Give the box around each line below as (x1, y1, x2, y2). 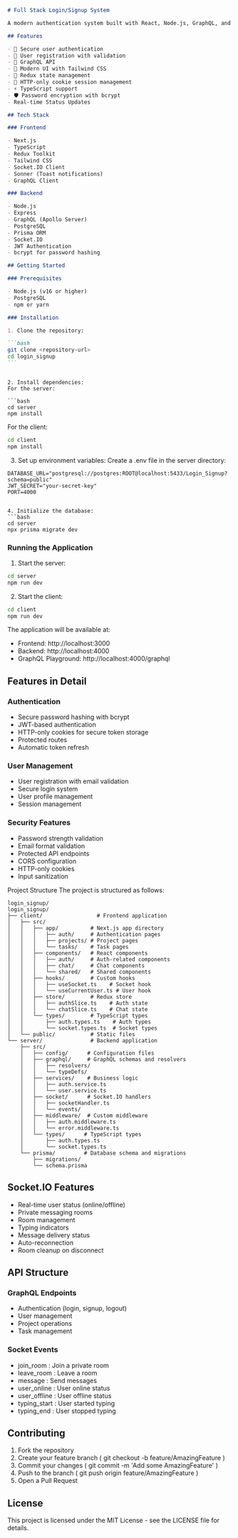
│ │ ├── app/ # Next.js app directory (7, 925, 164, 932)
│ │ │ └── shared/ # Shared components (7, 968, 152, 975)
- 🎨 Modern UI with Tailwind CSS (7, 65, 107, 73)
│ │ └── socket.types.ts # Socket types (7, 1025, 158, 1032)
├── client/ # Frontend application (7, 912, 167, 919)
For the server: (7, 385, 56, 392)
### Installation (7, 314, 59, 321)
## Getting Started (7, 262, 66, 269)
